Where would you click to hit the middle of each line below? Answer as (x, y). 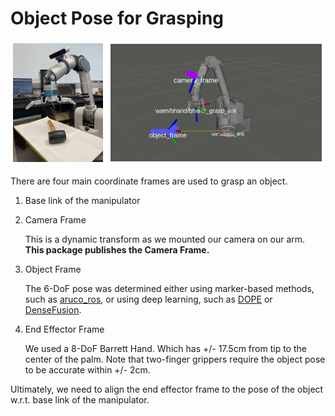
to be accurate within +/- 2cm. (87, 369)
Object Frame (53, 269)
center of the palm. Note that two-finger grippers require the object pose (175, 359)
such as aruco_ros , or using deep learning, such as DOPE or (148, 299)
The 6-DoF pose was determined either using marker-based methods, (169, 288)
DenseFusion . (53, 309)
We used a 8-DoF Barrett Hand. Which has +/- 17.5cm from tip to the (165, 348)
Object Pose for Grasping (117, 18)
